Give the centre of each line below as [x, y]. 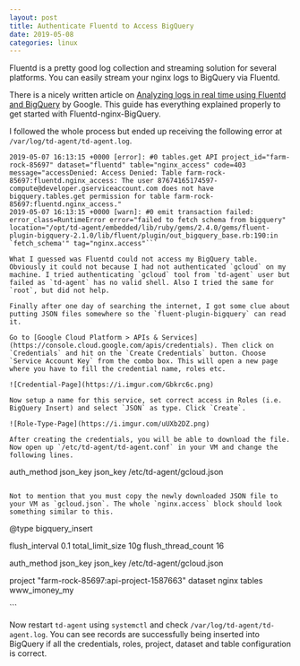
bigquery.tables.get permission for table [90, 197]
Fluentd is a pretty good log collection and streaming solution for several [143, 68]
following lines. [42, 455]
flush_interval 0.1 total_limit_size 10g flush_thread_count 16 [117, 546]
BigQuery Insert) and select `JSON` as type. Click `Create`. [128, 409]
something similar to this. [62, 512]
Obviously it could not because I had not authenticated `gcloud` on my [148, 267]
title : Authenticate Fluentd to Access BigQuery [102, 26]
